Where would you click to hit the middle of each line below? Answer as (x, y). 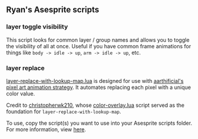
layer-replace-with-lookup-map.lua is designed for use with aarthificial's (95, 81)
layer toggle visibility (37, 27)
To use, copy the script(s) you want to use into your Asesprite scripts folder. (99, 123)
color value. (21, 93)
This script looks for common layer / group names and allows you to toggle (98, 40)
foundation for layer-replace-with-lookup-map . (64, 111)
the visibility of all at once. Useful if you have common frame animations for (99, 46)
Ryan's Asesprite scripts (53, 10)
